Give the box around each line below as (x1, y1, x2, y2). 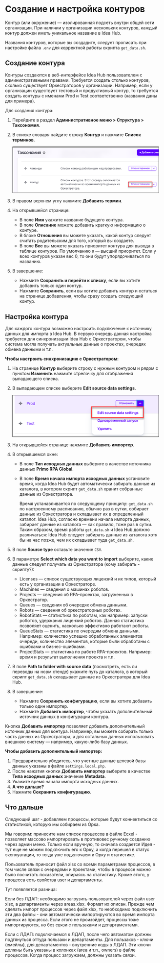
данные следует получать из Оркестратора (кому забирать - (12, 561, 140, 567)
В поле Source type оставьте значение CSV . (12, 547, 102, 553)
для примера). (5, 98, 36, 104)
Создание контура (5, 59, 65, 67)
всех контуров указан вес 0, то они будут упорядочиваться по (19, 253, 150, 259)
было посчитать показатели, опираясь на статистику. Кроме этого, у (5, 871, 150, 877)
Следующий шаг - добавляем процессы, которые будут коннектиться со (5, 816, 158, 822)
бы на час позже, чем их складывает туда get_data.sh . (19, 537, 134, 543)
